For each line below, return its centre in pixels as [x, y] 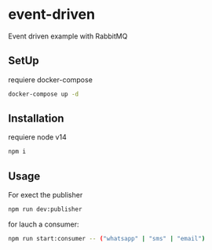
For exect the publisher [46, 195]
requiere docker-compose [50, 79]
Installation [36, 119]
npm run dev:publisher [45, 209]
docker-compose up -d [44, 94]
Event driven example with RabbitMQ [68, 36]
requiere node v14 [37, 137]
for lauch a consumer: [44, 224]
